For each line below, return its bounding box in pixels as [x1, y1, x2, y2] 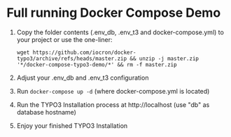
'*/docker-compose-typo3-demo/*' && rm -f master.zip [16, 61, 177, 68]
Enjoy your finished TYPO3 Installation [16, 121, 128, 130]
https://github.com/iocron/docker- [32, 49, 136, 56]
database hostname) [16, 108, 76, 116]
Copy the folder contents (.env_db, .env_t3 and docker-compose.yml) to [16, 28, 225, 36]
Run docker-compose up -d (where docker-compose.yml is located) [16, 87, 210, 95]
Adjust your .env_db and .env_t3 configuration [16, 73, 149, 82]
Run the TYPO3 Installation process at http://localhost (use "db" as [16, 100, 210, 109]
